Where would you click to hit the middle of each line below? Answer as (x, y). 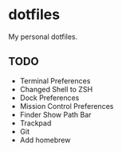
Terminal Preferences (55, 80)
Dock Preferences (49, 98)
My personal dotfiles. (43, 37)
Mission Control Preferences (67, 106)
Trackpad (35, 123)
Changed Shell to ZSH (56, 89)
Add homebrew (45, 140)
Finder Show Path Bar (55, 114)
